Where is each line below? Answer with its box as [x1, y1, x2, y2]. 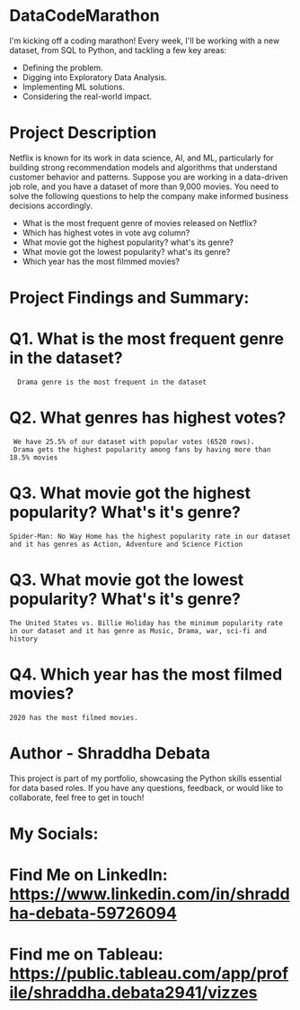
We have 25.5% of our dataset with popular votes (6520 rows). [13, 437, 255, 446]
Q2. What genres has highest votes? [9, 407, 287, 428]
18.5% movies [9, 452, 58, 462]
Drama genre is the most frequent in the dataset [17, 378, 207, 387]
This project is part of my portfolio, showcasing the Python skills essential [9, 772, 282, 784]
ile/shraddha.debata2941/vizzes [9, 983, 258, 1003]
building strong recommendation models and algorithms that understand [9, 161, 278, 172]
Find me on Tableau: [9, 944, 163, 965]
